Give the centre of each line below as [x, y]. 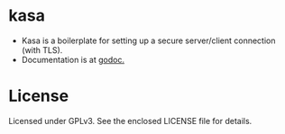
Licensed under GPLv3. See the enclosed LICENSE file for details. [130, 121]
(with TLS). [42, 49]
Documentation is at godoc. [73, 59]
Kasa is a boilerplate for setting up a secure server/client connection [148, 40]
